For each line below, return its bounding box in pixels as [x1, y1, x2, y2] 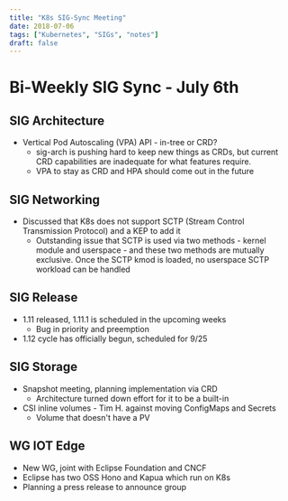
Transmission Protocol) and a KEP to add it [22, 226, 182, 237]
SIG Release [9, 290, 78, 305]
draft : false [9, 38, 58, 48]
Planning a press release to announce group [22, 481, 187, 492]
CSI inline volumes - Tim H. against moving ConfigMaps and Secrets [22, 403, 276, 413]
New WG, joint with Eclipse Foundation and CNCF [22, 462, 207, 473]
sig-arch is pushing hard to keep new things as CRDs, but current [35, 146, 279, 158]
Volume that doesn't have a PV [35, 412, 150, 422]
